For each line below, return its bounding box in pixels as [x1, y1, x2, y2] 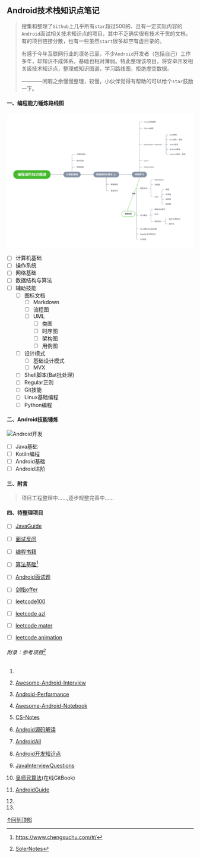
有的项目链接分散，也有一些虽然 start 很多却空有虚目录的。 [21, 37, 165, 45]
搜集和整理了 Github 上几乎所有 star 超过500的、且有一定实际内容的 [21, 23, 183, 30]
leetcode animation [15, 633, 63, 641]
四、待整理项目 [7, 509, 43, 516]
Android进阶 [15, 465, 46, 472]
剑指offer [15, 586, 38, 593]
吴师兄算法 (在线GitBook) [15, 774, 76, 781]
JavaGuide [15, 522, 42, 530]
